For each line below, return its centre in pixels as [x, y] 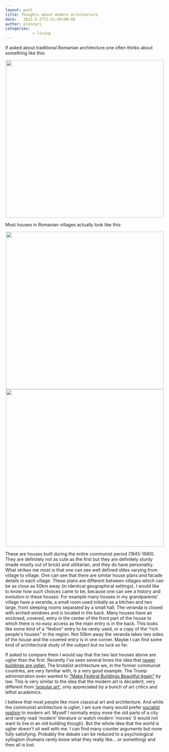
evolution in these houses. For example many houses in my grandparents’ [82, 597]
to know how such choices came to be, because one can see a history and [83, 591]
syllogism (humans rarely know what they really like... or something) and [80, 739]
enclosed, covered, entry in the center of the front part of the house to [78, 618]
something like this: [25, 53]
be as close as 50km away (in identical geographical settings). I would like [82, 586]
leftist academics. [23, 692]
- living [41, 33]
